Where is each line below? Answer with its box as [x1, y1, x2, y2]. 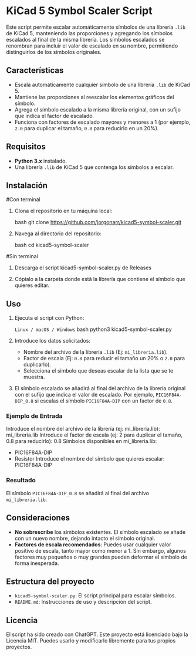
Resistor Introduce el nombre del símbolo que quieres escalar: [14, 455, 165, 462]
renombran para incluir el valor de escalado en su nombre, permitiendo [6, 42, 178, 49]
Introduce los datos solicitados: [14, 337, 91, 344]
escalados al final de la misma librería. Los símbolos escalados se [6, 36, 165, 43]
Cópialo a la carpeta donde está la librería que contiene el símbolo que [14, 276, 186, 283]
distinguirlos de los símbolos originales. [6, 48, 102, 55]
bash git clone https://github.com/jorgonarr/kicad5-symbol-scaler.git [14, 219, 182, 226]
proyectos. [6, 644, 32, 651]
